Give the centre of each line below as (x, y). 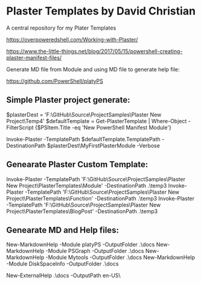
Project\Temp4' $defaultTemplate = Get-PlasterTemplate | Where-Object (97, 121)
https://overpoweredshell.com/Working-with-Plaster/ (72, 39)
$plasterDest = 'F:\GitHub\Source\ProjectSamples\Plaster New (84, 114)
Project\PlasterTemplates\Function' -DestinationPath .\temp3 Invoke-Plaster (101, 198)
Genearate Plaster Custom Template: (77, 165)
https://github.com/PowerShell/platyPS (55, 81)
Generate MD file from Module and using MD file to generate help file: (93, 69)
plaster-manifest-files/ (34, 57)
